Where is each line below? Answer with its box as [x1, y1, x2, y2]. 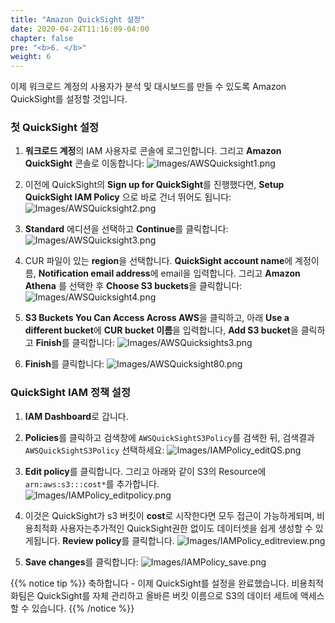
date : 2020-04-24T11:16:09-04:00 [10, 24, 150, 34]
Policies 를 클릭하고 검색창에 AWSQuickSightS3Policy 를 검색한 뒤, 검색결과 [24, 431, 315, 443]
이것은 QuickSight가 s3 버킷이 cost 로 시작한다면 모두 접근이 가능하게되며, [24, 509, 315, 521]
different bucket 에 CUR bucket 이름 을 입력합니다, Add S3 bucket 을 [24, 324, 299, 336]
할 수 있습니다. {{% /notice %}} [10, 602, 135, 614]
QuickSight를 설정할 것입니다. [10, 93, 128, 105]
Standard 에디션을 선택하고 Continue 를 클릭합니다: [24, 223, 229, 235]
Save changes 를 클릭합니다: [24, 556, 139, 568]
